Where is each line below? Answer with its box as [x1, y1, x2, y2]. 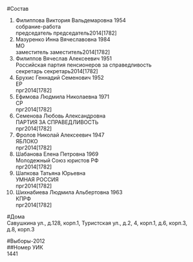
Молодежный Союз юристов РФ [15, 157, 99, 164]
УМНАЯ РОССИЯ [15, 176, 59, 183]
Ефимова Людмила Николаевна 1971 [15, 93, 110, 100]
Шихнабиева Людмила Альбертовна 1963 [15, 189, 123, 195]
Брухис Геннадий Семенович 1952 [15, 74, 104, 81]
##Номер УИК [7, 244, 44, 251]
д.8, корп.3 [7, 226, 35, 233]
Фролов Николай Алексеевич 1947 [15, 131, 105, 138]
